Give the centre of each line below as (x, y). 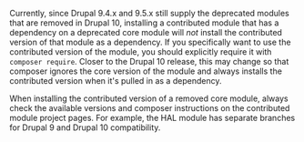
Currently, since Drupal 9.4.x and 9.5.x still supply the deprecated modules (149, 13)
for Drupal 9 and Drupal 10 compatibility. (85, 127)
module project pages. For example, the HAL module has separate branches (152, 118)
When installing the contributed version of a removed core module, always (149, 98)
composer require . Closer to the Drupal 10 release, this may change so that (149, 61)
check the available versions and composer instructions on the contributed (150, 108)
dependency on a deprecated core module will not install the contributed (146, 32)
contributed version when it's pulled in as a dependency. (116, 81)
